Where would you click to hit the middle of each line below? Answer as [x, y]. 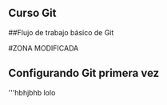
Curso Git [32, 13]
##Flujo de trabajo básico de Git [61, 32]
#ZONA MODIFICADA [44, 48]
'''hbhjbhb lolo [32, 92]
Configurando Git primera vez [84, 73]
